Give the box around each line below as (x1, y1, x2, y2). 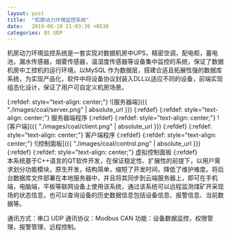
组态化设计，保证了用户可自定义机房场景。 (7, 83, 128, 91)
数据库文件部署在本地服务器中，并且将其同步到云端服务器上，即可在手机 (12, 174, 218, 182)
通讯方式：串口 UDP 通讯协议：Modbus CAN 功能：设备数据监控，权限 (7, 214, 208, 223)
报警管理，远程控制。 (19, 223, 80, 231)
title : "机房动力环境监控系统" (7, 16, 89, 23)
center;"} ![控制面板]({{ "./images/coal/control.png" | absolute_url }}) (7, 139, 201, 148)
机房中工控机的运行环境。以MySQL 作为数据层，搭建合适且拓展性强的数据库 (7, 66, 223, 74)
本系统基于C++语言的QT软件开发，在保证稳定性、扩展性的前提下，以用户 (7, 157, 215, 165)
